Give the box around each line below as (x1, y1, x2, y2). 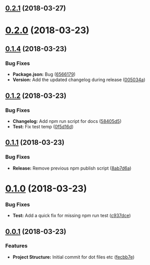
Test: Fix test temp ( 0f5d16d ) (12, 123, 74, 129)
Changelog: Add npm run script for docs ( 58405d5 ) (12, 118, 122, 124)
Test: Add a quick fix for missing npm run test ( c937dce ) (12, 213, 131, 219)
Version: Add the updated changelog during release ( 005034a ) (12, 77, 145, 83)
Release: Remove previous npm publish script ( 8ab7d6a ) (12, 165, 132, 171)
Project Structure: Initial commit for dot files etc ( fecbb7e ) (12, 254, 135, 260)
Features (5, 242, 28, 249)
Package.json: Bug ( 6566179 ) (12, 71, 76, 78)
